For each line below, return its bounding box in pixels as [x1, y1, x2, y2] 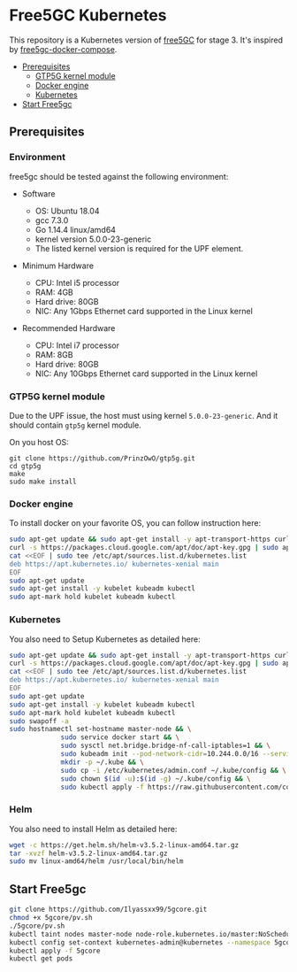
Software [21, 188, 56, 199]
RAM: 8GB [34, 349, 73, 359]
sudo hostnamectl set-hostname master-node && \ [9, 725, 192, 734]
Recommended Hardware [21, 322, 116, 333]
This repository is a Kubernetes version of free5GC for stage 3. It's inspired [9, 35, 283, 45]
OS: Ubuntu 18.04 [34, 205, 100, 216]
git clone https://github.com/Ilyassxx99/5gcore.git [9, 905, 208, 914]
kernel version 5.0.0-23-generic [34, 234, 152, 244]
